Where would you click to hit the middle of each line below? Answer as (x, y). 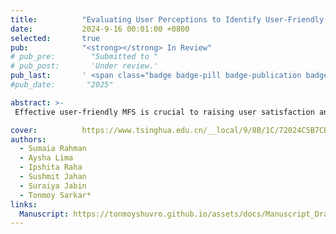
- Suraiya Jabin (53, 186)
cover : (24, 130)
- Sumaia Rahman (53, 149)
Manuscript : (44, 214)
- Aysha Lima (46, 158)
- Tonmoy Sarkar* (55, 195)
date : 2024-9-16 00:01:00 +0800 (100, 29)
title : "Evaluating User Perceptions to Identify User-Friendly (167, 19)
